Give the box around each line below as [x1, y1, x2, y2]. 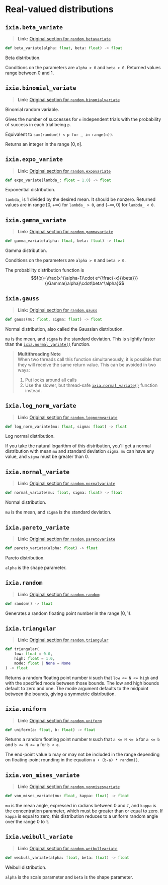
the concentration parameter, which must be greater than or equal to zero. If [5, 808, 163, 814]
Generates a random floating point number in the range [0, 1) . [5, 610, 132, 616]
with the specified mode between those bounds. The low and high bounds [5, 680, 159, 686]
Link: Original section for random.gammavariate [17, 229, 113, 235]
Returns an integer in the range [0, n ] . [5, 141, 83, 147]
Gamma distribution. [5, 247, 47, 253]
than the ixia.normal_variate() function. [5, 341, 91, 347]
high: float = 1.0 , [14, 656, 55, 661]
